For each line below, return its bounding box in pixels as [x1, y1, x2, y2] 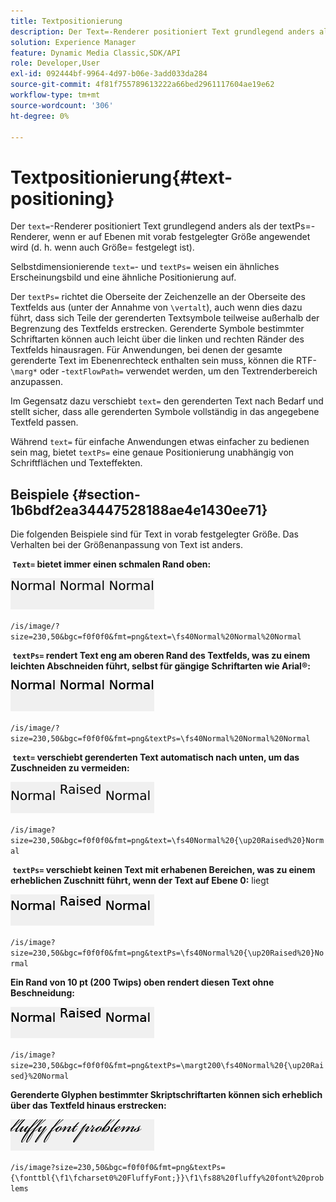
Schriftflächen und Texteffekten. [10, 457, 143, 469]
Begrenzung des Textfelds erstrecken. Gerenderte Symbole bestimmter [10, 323, 305, 335]
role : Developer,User [10, 58, 101, 69]
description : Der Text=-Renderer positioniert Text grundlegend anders [10, 26, 315, 37]
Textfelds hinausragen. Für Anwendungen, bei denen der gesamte [10, 344, 283, 356]
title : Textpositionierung [10, 16, 123, 26]
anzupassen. [10, 376, 63, 388]
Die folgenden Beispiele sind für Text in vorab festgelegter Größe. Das [10, 528, 299, 540]
